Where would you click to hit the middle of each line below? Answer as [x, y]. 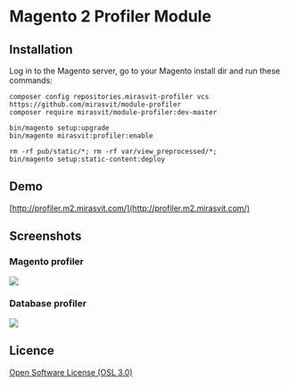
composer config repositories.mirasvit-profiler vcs [109, 96]
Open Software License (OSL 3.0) [71, 372]
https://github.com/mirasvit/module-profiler [95, 105]
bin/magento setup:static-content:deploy [87, 159]
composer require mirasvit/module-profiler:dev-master [113, 113]
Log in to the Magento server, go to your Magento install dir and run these [145, 71]
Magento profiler [47, 262]
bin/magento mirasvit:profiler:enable [81, 136]
